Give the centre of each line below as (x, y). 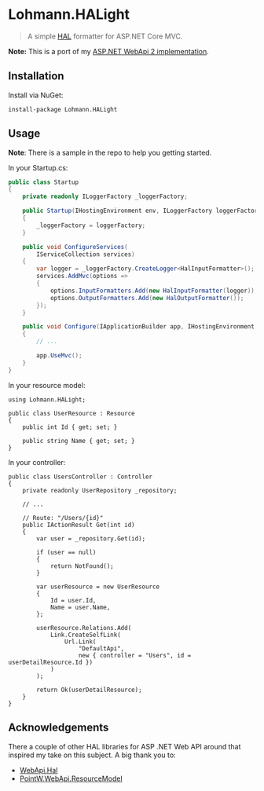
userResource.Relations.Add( (84, 628)
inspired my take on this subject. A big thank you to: (92, 755)
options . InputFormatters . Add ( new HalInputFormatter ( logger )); (154, 291)
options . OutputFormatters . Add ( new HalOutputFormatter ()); (147, 298)
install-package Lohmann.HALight (63, 109)
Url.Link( (80, 642)
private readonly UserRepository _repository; (100, 490)
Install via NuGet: (36, 95)
